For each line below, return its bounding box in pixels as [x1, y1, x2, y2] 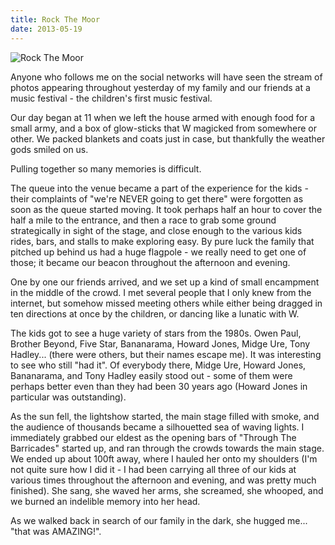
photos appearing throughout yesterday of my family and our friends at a [10, 81, 311, 93]
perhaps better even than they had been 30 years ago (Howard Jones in [10, 380, 308, 392]
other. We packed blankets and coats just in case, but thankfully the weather [10, 132, 326, 145]
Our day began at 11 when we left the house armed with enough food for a [10, 111, 316, 123]
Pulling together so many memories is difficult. [10, 162, 202, 175]
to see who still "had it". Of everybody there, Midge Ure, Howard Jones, [10, 359, 307, 371]
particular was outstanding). [10, 391, 127, 403]
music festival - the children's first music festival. [10, 92, 213, 104]
